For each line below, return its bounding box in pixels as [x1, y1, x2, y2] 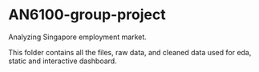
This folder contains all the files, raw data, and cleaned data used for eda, [8, 47, 252, 57]
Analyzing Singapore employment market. [8, 32, 147, 42]
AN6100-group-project [8, 6, 166, 24]
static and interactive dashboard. [8, 56, 118, 66]
